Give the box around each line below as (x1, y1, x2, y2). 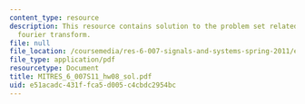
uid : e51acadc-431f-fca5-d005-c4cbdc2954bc (9, 80, 177, 90)
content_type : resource (9, 13, 100, 23)
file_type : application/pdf (9, 55, 116, 64)
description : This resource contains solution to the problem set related (9, 22, 299, 31)
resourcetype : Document (9, 64, 100, 73)
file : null (9, 38, 51, 48)
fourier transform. (17, 30, 92, 39)
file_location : (9, 47, 67, 56)
